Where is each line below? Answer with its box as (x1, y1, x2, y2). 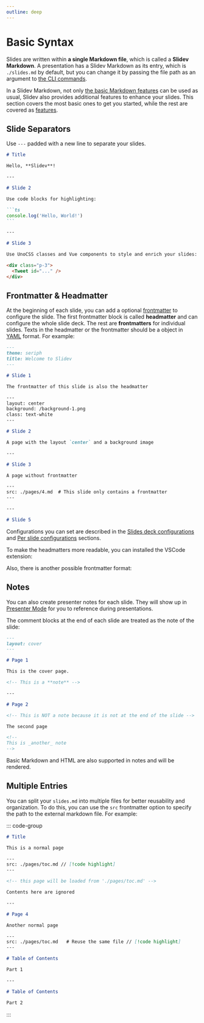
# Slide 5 (6, 516, 32, 522)
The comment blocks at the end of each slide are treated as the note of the (6, 616, 195, 624)
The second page (6, 723, 47, 729)
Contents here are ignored (6, 889, 75, 895)
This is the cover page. (6, 668, 69, 674)
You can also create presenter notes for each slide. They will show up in (6, 598, 187, 605)
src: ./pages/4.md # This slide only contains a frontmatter (6, 489, 167, 495)
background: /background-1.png (6, 406, 86, 412)
